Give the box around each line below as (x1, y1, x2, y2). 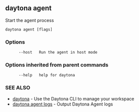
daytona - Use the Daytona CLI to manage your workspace (12, 95, 134, 101)
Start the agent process (5, 17, 54, 23)
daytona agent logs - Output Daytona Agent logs (12, 101, 113, 107)
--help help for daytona (18, 72, 75, 78)
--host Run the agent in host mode (18, 50, 98, 55)
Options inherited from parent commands (5, 61, 109, 68)
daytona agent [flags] (5, 27, 53, 32)
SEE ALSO (5, 84, 31, 91)
